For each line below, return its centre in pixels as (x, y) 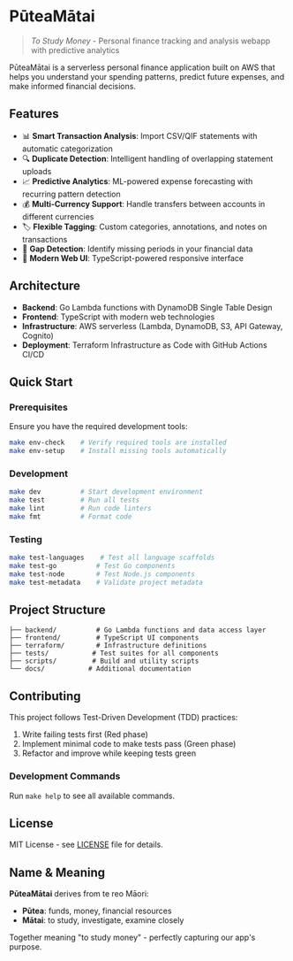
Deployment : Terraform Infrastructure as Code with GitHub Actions (144, 345)
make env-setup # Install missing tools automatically (118, 451)
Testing (26, 539)
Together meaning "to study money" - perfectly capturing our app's (132, 938)
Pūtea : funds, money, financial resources (97, 911)
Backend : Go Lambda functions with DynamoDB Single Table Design (147, 307)
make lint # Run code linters (80, 509)
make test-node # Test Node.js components (102, 574)
